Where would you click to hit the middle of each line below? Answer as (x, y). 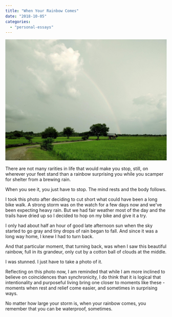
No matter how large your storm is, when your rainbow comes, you (76, 303)
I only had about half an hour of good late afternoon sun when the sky (79, 226)
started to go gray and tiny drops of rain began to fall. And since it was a (81, 231)
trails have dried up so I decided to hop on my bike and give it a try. (76, 216)
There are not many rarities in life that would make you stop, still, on (77, 168)
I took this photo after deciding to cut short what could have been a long (81, 199)
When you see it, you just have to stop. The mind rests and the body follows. (86, 189)
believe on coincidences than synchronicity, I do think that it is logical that (83, 277)
